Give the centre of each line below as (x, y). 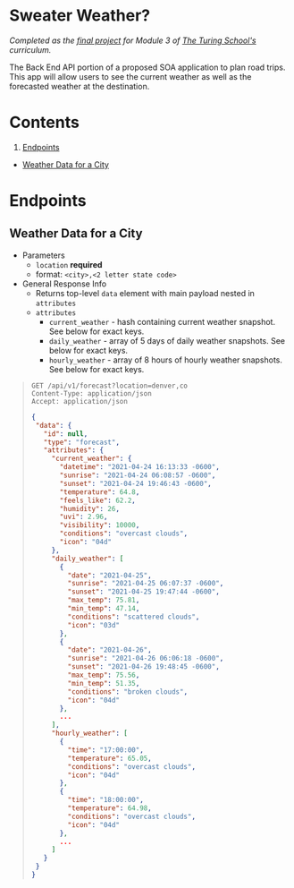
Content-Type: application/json (91, 393)
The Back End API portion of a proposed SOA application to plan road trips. (147, 67)
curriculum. (30, 49)
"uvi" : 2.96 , (84, 517)
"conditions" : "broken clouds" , (128, 692)
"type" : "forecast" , (82, 442)
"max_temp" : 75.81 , (104, 601)
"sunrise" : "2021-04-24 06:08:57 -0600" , (138, 475)
